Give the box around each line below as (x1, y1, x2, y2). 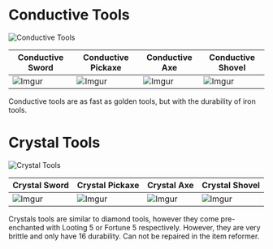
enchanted (8, 222, 45, 232)
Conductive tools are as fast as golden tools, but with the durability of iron (8, 96, 256, 106)
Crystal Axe (147, 179, 194, 191)
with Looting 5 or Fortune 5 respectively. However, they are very (45, 222, 262, 232)
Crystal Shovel (201, 179, 260, 191)
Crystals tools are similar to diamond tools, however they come (8, 213, 219, 224)
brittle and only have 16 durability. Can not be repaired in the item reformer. (8, 231, 260, 241)
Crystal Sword (12, 179, 69, 191)
